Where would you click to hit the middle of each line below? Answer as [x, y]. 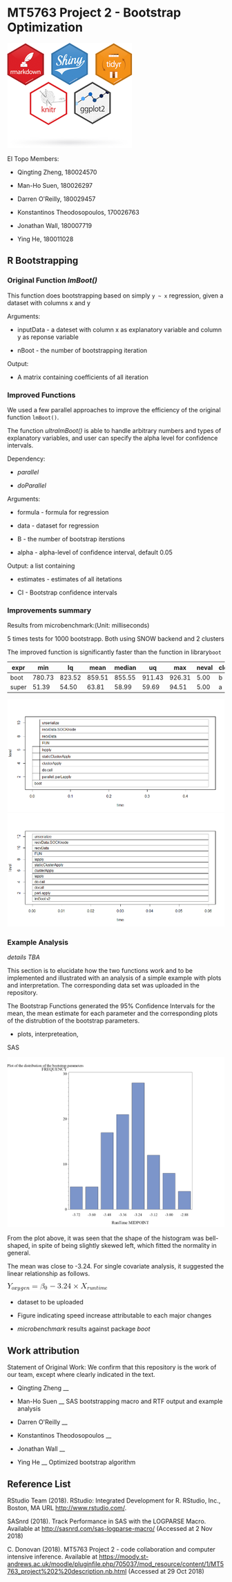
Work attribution [43, 1350]
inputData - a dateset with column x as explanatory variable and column [119, 329]
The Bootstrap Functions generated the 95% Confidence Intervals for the [111, 1006]
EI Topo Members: [33, 158]
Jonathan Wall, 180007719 [55, 225]
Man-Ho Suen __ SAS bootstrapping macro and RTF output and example [120, 1401]
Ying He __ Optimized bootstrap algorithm [76, 1463]
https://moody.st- [124, 1556]
